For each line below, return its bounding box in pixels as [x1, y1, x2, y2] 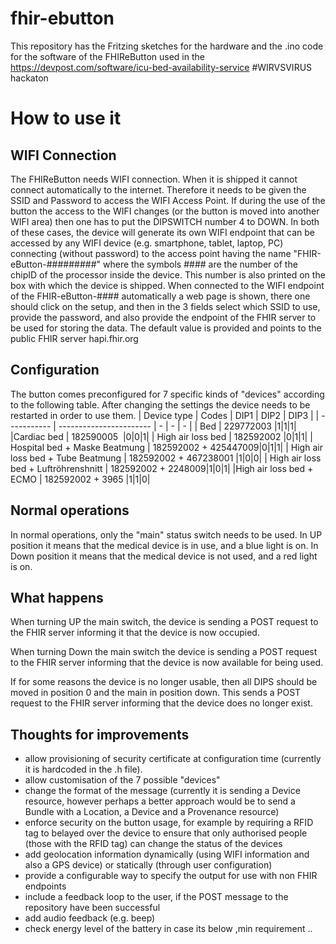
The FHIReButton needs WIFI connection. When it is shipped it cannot [10, 173, 298, 185]
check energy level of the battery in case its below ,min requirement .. [24, 923, 313, 935]
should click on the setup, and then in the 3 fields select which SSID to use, [10, 300, 321, 312]
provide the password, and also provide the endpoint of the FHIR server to [10, 311, 317, 323]
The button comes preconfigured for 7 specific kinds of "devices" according [10, 388, 325, 400]
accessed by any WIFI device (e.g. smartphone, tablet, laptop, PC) [10, 237, 284, 249]
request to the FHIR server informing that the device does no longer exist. [10, 697, 313, 709]
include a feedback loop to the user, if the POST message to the [24, 891, 289, 903]
